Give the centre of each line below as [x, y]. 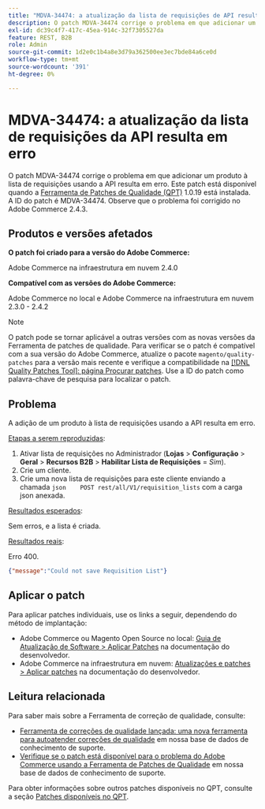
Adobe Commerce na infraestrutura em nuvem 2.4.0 [93, 268]
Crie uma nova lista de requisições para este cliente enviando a [123, 479]
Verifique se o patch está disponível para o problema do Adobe [122, 756]
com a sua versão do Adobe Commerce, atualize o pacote [103, 354]
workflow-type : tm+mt [44, 60]
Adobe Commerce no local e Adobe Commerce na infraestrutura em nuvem [131, 298]
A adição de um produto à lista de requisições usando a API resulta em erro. [132, 423]
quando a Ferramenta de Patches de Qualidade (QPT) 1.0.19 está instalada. [129, 192]
